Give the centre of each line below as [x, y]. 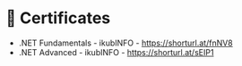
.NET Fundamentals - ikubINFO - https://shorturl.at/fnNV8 [126, 43]
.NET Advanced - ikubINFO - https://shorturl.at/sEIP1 [116, 52]
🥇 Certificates [58, 18]
